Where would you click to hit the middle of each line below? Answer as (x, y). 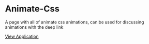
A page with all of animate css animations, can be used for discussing (74, 22)
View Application (22, 36)
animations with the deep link (34, 27)
